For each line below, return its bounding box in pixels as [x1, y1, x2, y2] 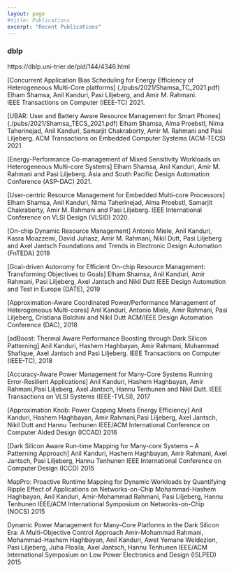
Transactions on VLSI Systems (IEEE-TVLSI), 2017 [7, 392, 151, 401]
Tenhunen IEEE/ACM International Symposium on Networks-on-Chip [7, 499, 205, 508]
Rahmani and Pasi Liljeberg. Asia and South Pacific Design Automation [7, 169, 210, 178]
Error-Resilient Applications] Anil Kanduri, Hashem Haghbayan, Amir [7, 377, 204, 385]
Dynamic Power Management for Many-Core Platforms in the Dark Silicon [7, 520, 219, 529]
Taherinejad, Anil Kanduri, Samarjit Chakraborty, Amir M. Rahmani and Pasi [7, 127, 223, 135]
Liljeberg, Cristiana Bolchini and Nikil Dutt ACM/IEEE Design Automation [7, 313, 213, 322]
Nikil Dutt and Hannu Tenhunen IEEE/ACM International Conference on [7, 420, 210, 429]
